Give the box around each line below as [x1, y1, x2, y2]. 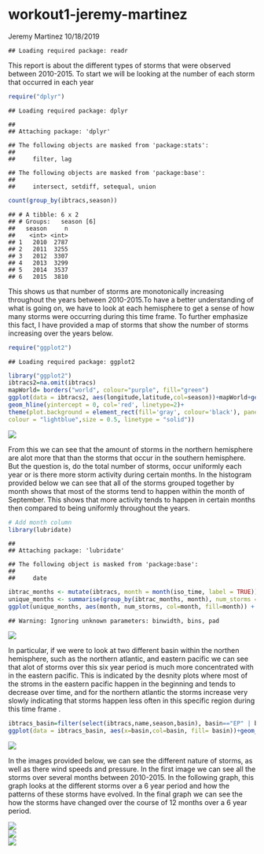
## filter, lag [8, 155, 72, 163]
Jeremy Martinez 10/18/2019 [8, 32, 100, 41]
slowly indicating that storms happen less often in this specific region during [8, 696, 255, 706]
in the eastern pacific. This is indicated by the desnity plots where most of [8, 671, 248, 681]
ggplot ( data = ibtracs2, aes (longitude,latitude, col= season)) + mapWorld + [8, 394, 251, 402]
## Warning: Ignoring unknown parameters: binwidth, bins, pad [8, 617, 220, 626]
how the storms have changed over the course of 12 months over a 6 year [8, 797, 247, 807]
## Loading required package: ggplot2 [8, 358, 135, 366]
